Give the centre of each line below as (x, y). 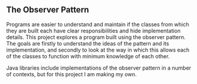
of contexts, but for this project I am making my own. (71, 74)
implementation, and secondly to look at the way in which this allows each (98, 50)
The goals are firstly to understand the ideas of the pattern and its (88, 43)
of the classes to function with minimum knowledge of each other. (88, 56)
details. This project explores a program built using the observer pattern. (96, 37)
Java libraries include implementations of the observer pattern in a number (99, 68)
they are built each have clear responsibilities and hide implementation (94, 31)
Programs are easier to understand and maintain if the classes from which (98, 24)
